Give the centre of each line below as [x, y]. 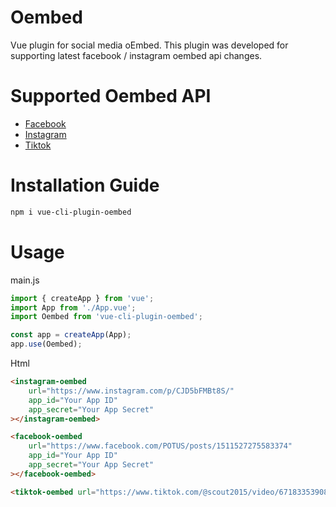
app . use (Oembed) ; [46, 344]
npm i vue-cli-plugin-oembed [71, 212]
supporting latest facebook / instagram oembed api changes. [136, 55]
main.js [25, 280]
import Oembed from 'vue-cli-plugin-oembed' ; [106, 317]
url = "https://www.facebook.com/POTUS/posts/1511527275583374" [160, 446]
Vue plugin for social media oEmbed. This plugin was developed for [149, 45]
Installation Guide [85, 185]
